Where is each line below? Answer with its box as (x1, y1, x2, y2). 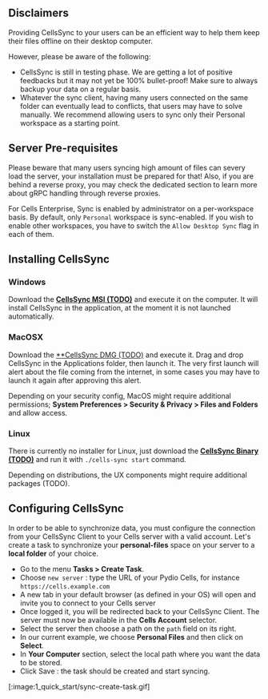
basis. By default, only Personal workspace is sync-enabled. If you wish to (8, 212, 254, 222)
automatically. (8, 311, 54, 321)
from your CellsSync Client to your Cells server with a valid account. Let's (8, 532, 251, 541)
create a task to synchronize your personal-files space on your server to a (8, 540, 255, 549)
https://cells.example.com (19, 582, 110, 591)
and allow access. (8, 408, 68, 417)
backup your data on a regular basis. (19, 84, 142, 94)
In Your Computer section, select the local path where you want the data (19, 649, 261, 659)
